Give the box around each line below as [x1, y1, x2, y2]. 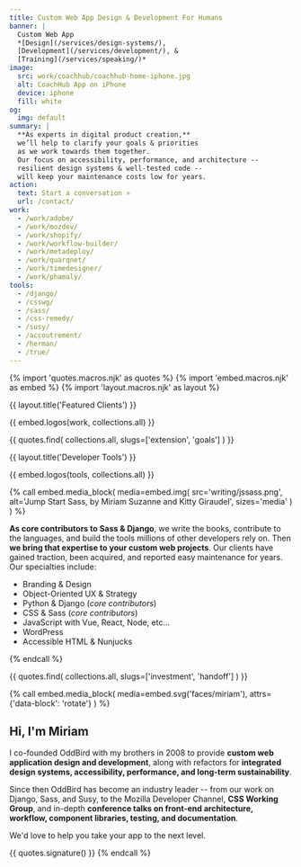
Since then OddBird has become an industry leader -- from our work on [9, 784, 275, 795]
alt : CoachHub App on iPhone [17, 80, 127, 89]
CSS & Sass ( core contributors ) [22, 607, 138, 618]
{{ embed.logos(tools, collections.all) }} [9, 469, 155, 479]
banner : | [9, 22, 47, 31]
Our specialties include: [9, 561, 97, 572]
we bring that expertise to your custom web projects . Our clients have [9, 541, 274, 553]
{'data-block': [9, 698, 60, 709]
